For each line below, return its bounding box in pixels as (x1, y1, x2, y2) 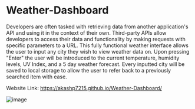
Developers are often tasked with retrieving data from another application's (6, 23, 189, 30)
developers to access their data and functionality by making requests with (6, 35, 186, 42)
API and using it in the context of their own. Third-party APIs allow (6, 29, 167, 36)
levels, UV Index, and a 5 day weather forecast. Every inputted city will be (6, 60, 185, 68)
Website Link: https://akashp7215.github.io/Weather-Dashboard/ (6, 84, 162, 91)
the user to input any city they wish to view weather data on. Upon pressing (6, 48, 190, 55)
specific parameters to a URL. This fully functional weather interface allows (6, 42, 189, 49)
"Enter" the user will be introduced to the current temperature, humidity (6, 54, 180, 61)
